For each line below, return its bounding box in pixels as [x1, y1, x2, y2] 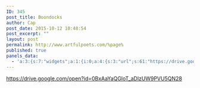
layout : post [6, 36, 39, 42]
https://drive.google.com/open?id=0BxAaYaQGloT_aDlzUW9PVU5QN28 [6, 75, 183, 82]
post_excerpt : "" [6, 31, 49, 37]
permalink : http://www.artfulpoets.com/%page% [6, 42, 124, 48]
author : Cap [6, 20, 36, 26]
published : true [6, 48, 46, 54]
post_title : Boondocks [6, 14, 62, 20]
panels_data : [6, 53, 39, 59]
